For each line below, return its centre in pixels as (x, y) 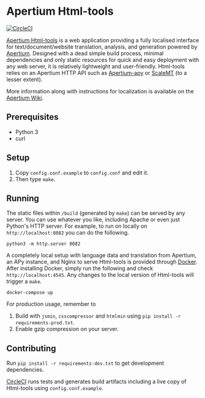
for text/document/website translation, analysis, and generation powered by (102, 47)
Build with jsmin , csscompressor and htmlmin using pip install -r (98, 316)
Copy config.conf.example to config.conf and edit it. (82, 173)
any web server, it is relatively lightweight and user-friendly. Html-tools (96, 66)
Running (23, 198)
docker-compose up (30, 293)
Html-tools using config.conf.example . (55, 388)
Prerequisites (32, 117)
